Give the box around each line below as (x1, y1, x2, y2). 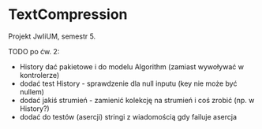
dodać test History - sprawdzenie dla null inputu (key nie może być (19, 79, 238, 88)
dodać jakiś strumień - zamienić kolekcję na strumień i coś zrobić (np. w (19, 95, 255, 105)
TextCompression (8, 6, 128, 24)
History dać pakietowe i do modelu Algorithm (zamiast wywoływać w (19, 61, 245, 72)
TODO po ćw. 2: (8, 46, 60, 56)
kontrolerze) (19, 70, 60, 79)
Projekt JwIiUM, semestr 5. (8, 31, 96, 41)
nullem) (19, 87, 45, 96)
